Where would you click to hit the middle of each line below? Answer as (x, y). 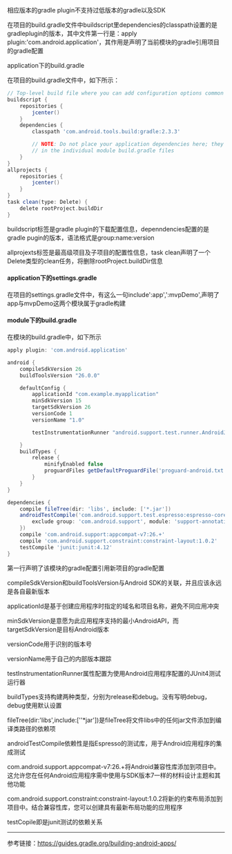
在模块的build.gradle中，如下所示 (55, 337)
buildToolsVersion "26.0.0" (60, 375)
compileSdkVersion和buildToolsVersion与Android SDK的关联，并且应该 (108, 582)
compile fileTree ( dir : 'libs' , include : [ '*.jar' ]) (95, 509)
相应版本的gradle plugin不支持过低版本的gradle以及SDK (86, 10)
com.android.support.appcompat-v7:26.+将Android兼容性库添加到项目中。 (114, 766)
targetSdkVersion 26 (61, 407)
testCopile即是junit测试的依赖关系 (55, 822)
